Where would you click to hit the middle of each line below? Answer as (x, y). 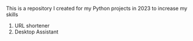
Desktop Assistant (36, 32)
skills (12, 14)
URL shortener (32, 26)
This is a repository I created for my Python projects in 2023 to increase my (97, 8)
